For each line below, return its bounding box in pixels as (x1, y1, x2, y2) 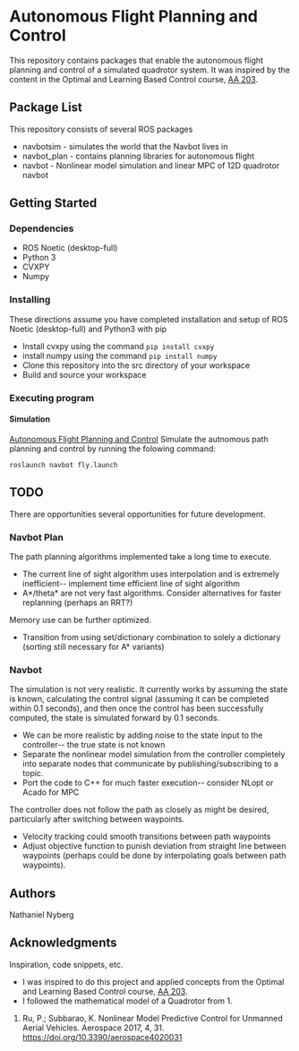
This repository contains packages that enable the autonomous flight (9, 55, 264, 65)
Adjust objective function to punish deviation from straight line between (21, 841, 286, 851)
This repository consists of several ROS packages (9, 124, 193, 134)
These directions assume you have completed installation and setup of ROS (9, 313, 288, 324)
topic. (21, 768, 44, 779)
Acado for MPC (21, 787, 80, 798)
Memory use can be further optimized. (9, 614, 152, 625)
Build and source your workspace (21, 369, 147, 380)
